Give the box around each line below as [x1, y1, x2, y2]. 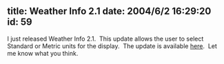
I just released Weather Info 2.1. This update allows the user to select [7, 34, 204, 43]
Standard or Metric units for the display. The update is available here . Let [7, 41, 217, 50]
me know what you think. [7, 49, 79, 57]
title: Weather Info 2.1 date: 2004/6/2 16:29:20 [7, 6, 212, 17]
